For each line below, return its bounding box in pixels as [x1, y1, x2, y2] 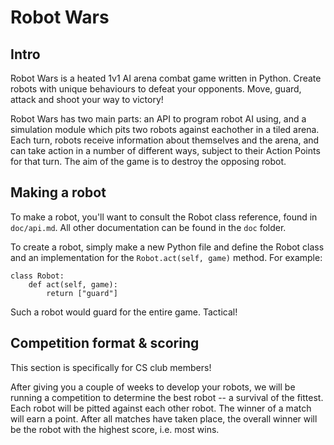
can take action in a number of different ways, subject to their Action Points [10, 145, 321, 156]
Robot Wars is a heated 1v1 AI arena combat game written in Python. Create [10, 72, 322, 84]
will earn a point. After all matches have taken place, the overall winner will [10, 412, 318, 425]
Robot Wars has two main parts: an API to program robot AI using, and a [10, 113, 307, 125]
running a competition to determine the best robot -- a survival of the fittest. [10, 391, 324, 403]
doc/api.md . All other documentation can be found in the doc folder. [10, 221, 287, 233]
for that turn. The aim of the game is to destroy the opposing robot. [10, 156, 287, 167]
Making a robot [10, 184, 107, 201]
